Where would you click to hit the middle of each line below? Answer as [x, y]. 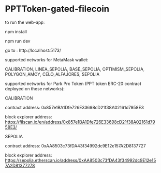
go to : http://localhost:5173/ [33, 50]
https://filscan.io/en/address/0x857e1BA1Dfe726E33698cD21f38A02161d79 [80, 122]
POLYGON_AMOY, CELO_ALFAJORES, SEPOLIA [52, 74]
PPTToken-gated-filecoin [57, 9]
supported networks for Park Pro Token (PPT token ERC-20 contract [73, 84]
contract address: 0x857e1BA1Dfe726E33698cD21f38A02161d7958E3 [74, 107]
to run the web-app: [25, 22]
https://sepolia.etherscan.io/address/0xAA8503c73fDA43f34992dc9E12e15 [80, 160]
